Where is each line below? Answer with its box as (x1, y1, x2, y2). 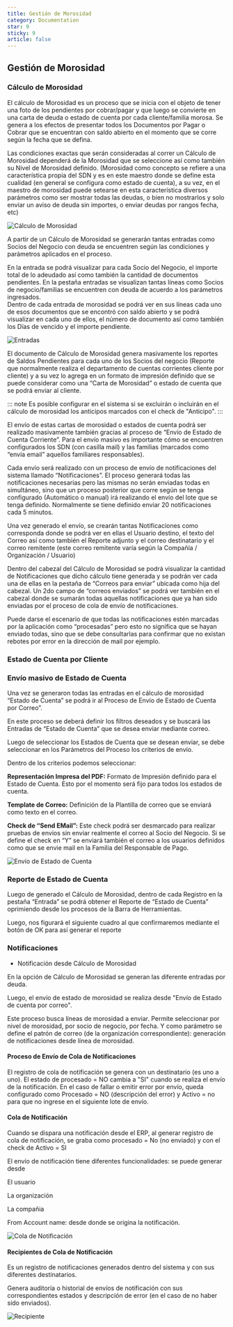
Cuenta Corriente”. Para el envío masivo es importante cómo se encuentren (7, 435, 224, 444)
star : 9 (7, 23, 30, 30)
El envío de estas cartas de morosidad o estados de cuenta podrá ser (7, 420, 207, 428)
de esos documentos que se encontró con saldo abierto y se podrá (7, 307, 200, 316)
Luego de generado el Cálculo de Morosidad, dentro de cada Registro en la (7, 890, 223, 899)
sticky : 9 (7, 29, 36, 37)
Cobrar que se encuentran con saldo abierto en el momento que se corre (7, 128, 217, 136)
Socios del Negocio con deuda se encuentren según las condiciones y (7, 242, 209, 250)
